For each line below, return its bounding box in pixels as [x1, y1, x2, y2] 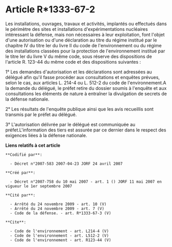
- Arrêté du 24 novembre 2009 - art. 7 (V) [10, 206, 104, 211]
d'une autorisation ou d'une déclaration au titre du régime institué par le [5, 37, 158, 43]
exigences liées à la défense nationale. [5, 132, 87, 138]
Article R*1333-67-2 [5, 4, 95, 15]
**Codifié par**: [5, 152, 43, 157]
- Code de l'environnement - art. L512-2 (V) [10, 233, 109, 238]
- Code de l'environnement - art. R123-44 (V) [10, 237, 111, 242]
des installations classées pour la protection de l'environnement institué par [5, 48, 165, 54]
